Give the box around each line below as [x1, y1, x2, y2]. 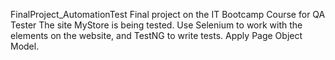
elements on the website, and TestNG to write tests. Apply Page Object [10, 30, 303, 41]
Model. [10, 40, 40, 52]
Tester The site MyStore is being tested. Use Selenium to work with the [10, 19, 303, 31]
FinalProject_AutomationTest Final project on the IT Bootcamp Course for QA [10, 9, 326, 20]
